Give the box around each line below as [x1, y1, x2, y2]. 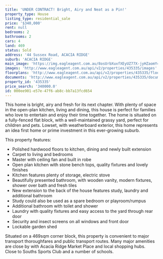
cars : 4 [5, 39, 21, 44]
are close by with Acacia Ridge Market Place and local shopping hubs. [5, 243, 146, 249]
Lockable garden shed [12, 224, 57, 230]
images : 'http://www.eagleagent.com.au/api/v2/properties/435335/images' [5, 66, 158, 71]
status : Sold [5, 48, 32, 52]
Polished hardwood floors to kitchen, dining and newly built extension [12, 146, 151, 152]
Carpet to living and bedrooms [12, 152, 73, 157]
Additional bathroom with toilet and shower [12, 203, 98, 209]
